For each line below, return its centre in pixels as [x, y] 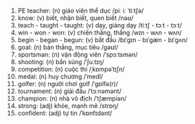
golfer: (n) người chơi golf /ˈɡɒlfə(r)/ [68, 84]
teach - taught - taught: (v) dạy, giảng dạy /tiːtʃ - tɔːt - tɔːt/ [100, 25]
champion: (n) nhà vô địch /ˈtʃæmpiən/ [72, 99]
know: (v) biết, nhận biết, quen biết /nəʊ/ [76, 18]
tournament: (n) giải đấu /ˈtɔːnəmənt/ [70, 91]
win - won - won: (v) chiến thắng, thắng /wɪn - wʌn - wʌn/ [100, 32]
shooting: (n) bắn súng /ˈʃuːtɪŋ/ [61, 62]
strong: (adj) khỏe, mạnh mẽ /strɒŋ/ [68, 106]
